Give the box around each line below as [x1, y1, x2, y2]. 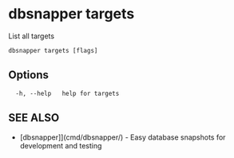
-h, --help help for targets [15, 89, 120, 97]
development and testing [19, 140, 102, 150]
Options [8, 69, 50, 82]
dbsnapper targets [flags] [8, 46, 98, 54]
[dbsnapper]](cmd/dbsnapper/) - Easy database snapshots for [19, 132, 226, 142]
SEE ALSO [8, 111, 60, 124]
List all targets [8, 31, 54, 41]
